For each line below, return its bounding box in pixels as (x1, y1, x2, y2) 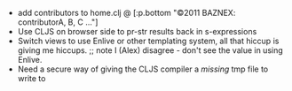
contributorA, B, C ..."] (17, 17, 99, 27)
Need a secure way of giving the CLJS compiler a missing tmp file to (17, 64, 269, 74)
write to (17, 73, 46, 83)
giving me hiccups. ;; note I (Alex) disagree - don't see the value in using (17, 45, 284, 56)
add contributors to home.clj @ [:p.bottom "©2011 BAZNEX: (17, 8, 236, 18)
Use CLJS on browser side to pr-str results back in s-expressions (17, 27, 257, 36)
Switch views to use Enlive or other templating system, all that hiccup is (17, 35, 280, 46)
